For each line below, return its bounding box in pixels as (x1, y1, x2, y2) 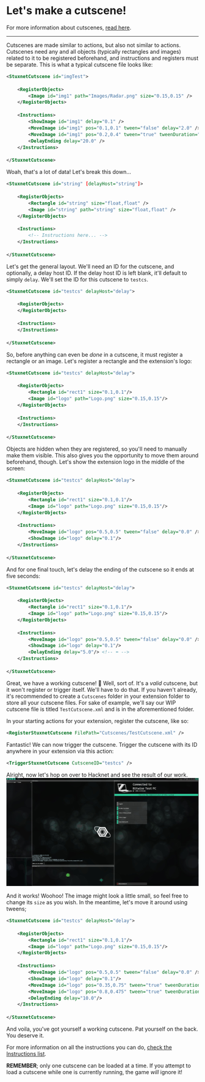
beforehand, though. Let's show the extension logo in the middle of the (6, 459, 185, 466)
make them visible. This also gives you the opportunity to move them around (6, 452, 199, 459)
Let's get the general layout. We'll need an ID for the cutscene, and (6, 263, 174, 270)
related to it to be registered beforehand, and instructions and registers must (6, 54, 199, 62)
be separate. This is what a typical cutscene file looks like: (6, 60, 153, 68)
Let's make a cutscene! (6, 4, 127, 18)
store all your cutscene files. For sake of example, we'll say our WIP (6, 699, 176, 706)
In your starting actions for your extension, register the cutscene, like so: (6, 717, 189, 724)
